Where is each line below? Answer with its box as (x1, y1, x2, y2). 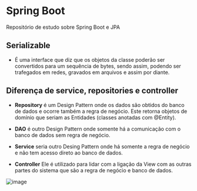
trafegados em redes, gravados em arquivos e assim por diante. (14, 69, 170, 76)
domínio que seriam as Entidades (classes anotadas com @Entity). (14, 113, 176, 121)
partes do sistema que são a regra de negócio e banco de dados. (14, 166, 173, 174)
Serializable (6, 41, 51, 51)
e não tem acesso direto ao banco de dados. (14, 149, 123, 156)
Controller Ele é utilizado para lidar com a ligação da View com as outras (14, 160, 192, 167)
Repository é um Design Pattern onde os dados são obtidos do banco (14, 101, 185, 108)
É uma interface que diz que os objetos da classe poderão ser (14, 56, 165, 63)
